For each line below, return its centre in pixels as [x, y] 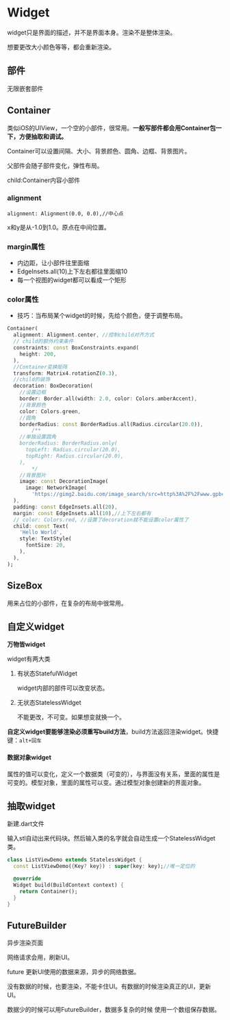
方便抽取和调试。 [43, 136]
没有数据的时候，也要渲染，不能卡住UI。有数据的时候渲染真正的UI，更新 [109, 986]
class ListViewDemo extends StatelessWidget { [75, 860]
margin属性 [26, 247]
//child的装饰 [32, 380]
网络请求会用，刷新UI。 [40, 958]
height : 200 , [38, 354]
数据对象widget [29, 757]
